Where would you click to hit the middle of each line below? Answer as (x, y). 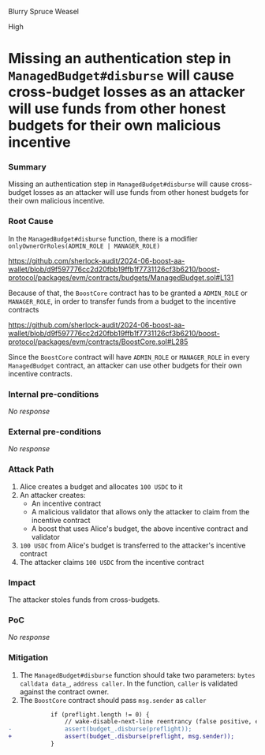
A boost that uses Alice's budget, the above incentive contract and (140, 529)
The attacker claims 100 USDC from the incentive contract (112, 562)
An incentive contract (66, 503)
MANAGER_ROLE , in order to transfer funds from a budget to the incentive (122, 301)
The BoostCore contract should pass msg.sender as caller (113, 700)
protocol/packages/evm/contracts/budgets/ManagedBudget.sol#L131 (121, 277)
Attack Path (31, 469)
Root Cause (31, 222)
